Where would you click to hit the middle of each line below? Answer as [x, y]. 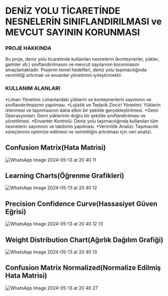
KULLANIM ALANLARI [33, 89]
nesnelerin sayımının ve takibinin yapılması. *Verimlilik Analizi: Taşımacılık [82, 126]
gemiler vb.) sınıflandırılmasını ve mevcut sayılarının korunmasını [72, 65]
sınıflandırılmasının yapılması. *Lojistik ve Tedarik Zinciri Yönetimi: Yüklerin [83, 105]
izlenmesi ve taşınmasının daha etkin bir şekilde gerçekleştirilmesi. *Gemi [82, 110]
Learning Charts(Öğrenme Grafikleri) [65, 175]
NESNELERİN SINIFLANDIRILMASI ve [83, 22]
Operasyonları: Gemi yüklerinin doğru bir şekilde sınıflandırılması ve [75, 115]
